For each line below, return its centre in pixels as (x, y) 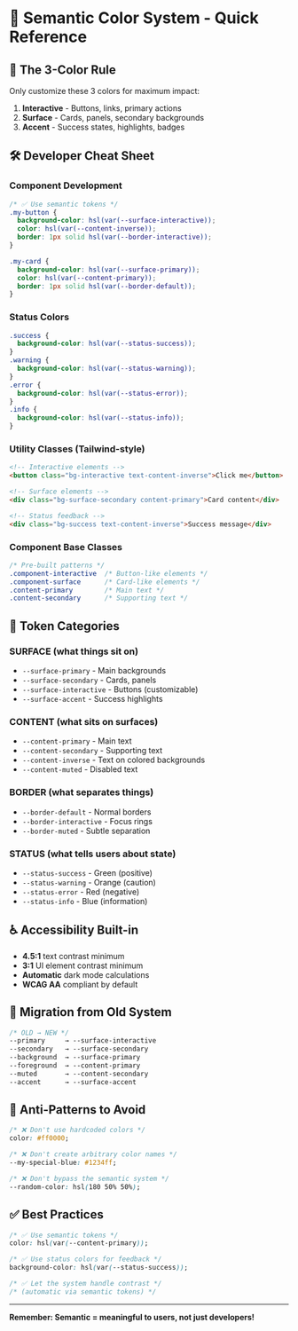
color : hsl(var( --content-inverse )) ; (87, 229)
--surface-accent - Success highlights (92, 699)
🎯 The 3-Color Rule (63, 70)
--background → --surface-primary (75, 1058)
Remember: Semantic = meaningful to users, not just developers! (132, 1317)
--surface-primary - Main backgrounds (94, 671)
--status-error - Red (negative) (81, 892)
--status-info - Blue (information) (85, 901)
